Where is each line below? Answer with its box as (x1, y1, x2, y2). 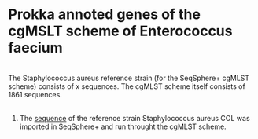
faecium (8, 39, 63, 57)
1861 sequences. (8, 90, 63, 99)
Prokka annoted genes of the (8, 5, 201, 24)
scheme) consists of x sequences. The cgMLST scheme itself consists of (8, 81, 245, 91)
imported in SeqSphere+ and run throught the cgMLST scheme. (19, 122, 227, 131)
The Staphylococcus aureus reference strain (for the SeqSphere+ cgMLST (8, 73, 250, 82)
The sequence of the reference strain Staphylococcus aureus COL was (19, 113, 250, 123)
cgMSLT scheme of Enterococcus (8, 22, 233, 40)
